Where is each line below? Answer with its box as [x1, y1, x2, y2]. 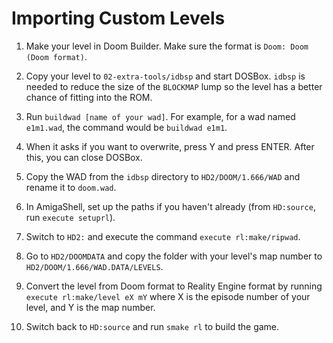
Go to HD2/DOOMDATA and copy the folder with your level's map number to [25, 250, 323, 262]
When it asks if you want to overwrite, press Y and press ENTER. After [25, 140, 315, 152]
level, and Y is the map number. [25, 301, 156, 313]
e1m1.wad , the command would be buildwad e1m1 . [25, 121, 228, 133]
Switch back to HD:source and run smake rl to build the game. [25, 320, 280, 332]
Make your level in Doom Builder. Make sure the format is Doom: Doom [25, 40, 309, 52]
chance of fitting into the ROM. [25, 91, 153, 103]
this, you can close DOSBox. [25, 151, 143, 163]
